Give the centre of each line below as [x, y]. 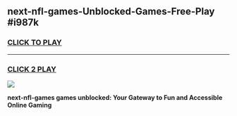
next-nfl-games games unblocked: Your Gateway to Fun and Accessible [115, 97]
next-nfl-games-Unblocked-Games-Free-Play [111, 12]
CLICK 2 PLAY [32, 69]
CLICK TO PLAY [35, 43]
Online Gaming [30, 105]
